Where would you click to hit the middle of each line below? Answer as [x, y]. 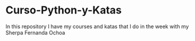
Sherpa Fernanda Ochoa [35, 32]
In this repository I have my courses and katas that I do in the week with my [97, 26]
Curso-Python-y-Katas [64, 10]
